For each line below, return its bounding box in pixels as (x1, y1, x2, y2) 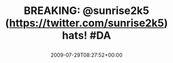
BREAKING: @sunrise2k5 (23, 4, 150, 17)
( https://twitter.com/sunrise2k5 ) (5, 16, 168, 30)
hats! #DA (62, 29, 111, 42)
